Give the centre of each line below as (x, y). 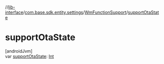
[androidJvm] (19, 51)
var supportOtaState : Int (30, 56)
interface (14, 12)
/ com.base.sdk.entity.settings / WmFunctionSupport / (75, 12)
